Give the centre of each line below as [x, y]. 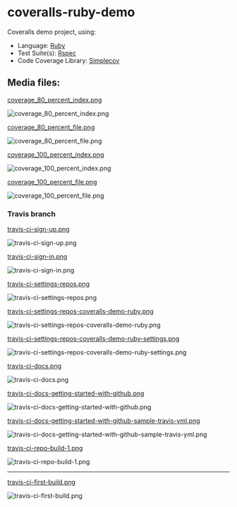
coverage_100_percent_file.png [52, 181]
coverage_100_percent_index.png [56, 154]
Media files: [34, 83]
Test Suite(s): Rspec [47, 53]
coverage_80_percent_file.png [51, 127]
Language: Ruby [41, 45]
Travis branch [32, 214]
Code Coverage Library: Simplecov [68, 60]
